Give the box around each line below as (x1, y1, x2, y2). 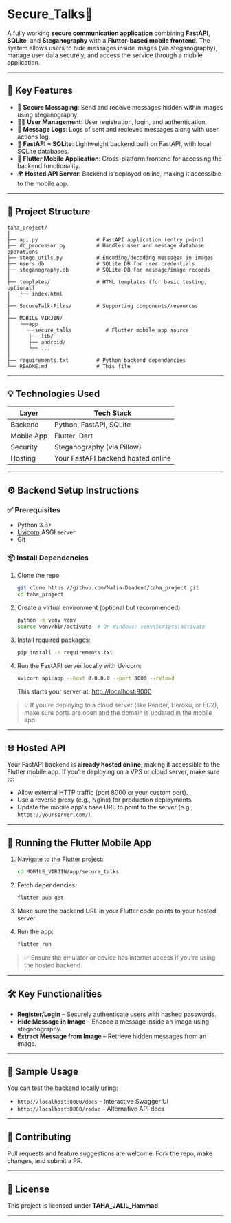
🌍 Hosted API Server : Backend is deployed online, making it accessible (16, 169, 221, 178)
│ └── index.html (7, 290, 63, 297)
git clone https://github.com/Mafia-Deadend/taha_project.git (16, 585, 199, 592)
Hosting (10, 454, 36, 463)
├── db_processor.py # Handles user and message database (7, 242, 205, 249)
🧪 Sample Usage (7, 1066, 79, 1078)
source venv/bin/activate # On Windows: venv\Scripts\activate (16, 623, 206, 630)
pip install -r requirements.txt (16, 649, 113, 656)
